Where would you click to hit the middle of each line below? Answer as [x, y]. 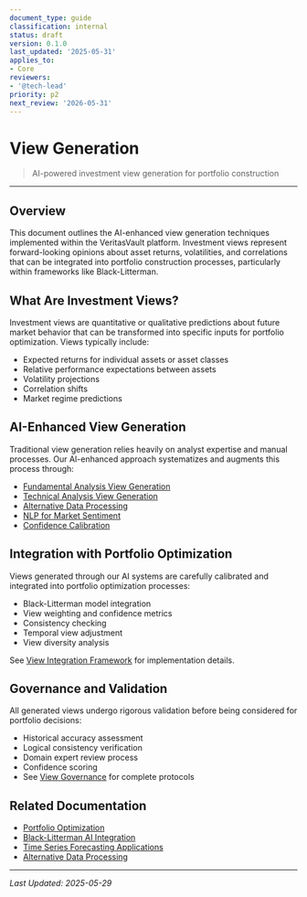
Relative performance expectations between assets [119, 369]
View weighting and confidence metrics [97, 613]
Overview [38, 211]
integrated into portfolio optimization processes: [100, 585]
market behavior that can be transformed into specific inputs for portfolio [147, 332]
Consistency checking [64, 623]
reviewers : [30, 78]
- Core [22, 69]
